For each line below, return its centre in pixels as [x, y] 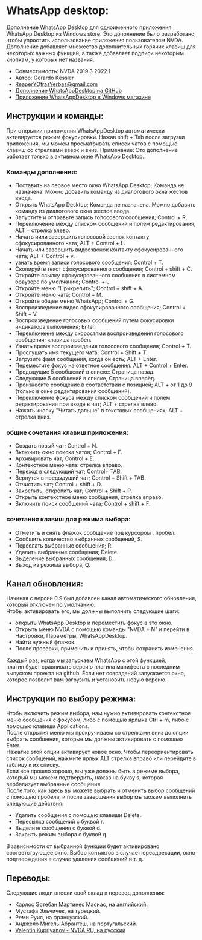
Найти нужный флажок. [45, 642]
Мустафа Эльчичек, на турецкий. [58, 911]
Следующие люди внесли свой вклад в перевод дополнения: [86, 893]
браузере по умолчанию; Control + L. [63, 282]
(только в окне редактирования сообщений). [73, 391]
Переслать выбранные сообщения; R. [64, 545]
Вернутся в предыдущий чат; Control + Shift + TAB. [80, 478]
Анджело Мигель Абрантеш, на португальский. [76, 924]
